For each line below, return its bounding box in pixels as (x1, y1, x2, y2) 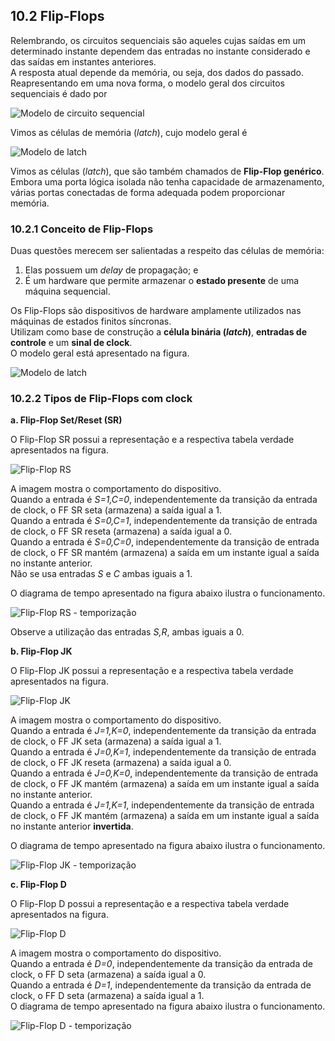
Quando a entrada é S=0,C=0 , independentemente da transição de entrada (10, 536, 320, 548)
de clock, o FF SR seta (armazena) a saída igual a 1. (10, 504, 223, 516)
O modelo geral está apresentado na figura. (10, 347, 190, 359)
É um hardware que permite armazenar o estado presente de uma (24, 275, 300, 287)
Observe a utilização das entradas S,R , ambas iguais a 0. (10, 626, 245, 638)
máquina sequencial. (24, 285, 111, 298)
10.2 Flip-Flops (10, 8, 105, 25)
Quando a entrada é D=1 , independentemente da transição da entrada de (10, 979, 312, 991)
